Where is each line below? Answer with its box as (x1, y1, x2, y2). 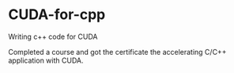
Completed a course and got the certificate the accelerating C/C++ (8, 47, 227, 56)
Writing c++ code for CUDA (8, 32, 98, 41)
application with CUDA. (8, 56, 84, 65)
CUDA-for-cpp (8, 6, 106, 24)
